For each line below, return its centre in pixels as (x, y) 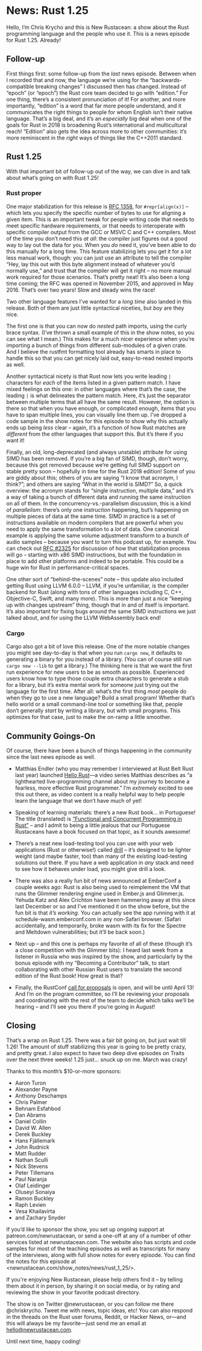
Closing (21, 1026)
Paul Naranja (31, 1179)
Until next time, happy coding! (43, 1341)
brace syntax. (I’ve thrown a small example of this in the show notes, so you (100, 332)
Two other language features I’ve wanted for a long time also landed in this (99, 301)
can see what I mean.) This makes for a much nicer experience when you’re (100, 339)
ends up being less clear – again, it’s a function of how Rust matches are (96, 427)
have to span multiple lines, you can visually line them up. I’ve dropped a (96, 415)
